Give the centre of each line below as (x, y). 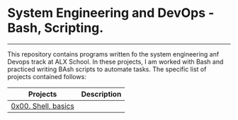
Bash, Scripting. (56, 28)
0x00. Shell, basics (42, 106)
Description (101, 94)
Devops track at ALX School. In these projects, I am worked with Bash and (115, 61)
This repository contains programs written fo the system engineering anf (113, 54)
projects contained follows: (47, 76)
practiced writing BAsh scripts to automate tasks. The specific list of (107, 69)
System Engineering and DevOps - (111, 13)
